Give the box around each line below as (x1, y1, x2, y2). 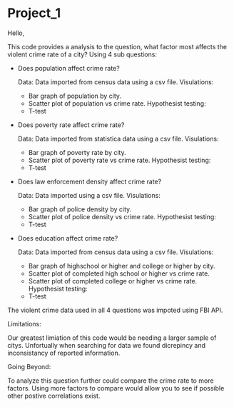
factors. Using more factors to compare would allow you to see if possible (7, 383, 225, 392)
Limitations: (7, 319, 41, 328)
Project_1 (7, 5, 61, 21)
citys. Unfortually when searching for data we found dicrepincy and (7, 341, 205, 349)
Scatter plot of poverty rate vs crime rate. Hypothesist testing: (28, 156, 211, 164)
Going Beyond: (7, 362, 51, 371)
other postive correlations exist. (7, 391, 101, 400)
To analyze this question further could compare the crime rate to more (7, 376, 214, 385)
